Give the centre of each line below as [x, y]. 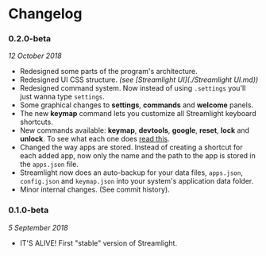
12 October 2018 [35, 56]
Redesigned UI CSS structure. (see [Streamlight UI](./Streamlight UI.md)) [139, 80]
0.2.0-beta [30, 39]
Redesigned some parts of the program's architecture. [109, 72]
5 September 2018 [39, 227]
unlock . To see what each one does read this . [94, 139]
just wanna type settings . [62, 97]
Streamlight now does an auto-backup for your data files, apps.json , [131, 173]
